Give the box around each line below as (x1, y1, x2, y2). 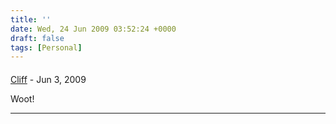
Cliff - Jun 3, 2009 (10, 73, 87, 85)
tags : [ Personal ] (10, 42, 83, 53)
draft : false (10, 33, 65, 43)
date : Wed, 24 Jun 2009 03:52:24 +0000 (10, 24, 177, 34)
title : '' (10, 14, 52, 25)
